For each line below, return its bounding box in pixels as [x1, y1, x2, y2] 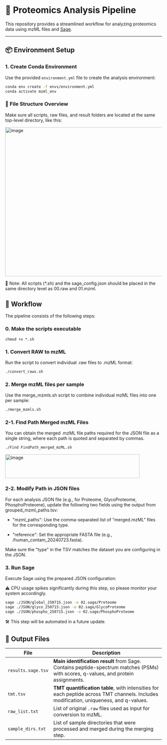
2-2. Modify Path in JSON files [5, 485, 80, 492]
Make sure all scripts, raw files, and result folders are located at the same [5, 112, 156, 118]
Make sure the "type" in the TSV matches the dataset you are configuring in [5, 546, 161, 552]
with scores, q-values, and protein [53, 670, 134, 677]
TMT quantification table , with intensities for [53, 684, 159, 691]
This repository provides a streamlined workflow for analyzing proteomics [5, 21, 157, 27]
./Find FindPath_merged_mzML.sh [5, 445, 72, 450]
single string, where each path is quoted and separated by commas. [5, 435, 145, 441]
